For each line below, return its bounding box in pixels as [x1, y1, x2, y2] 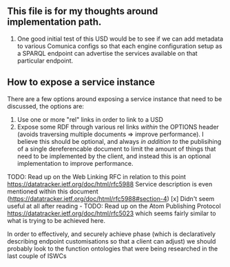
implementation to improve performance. [17, 159, 134, 167]
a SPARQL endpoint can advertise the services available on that [17, 49, 198, 57]
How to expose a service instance [7, 76, 155, 88]
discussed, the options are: [7, 102, 85, 110]
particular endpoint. [17, 56, 74, 65]
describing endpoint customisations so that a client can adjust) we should [7, 237, 216, 245]
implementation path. [7, 17, 102, 28]
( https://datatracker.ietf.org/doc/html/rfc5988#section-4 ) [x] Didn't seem [7, 194, 215, 202]
